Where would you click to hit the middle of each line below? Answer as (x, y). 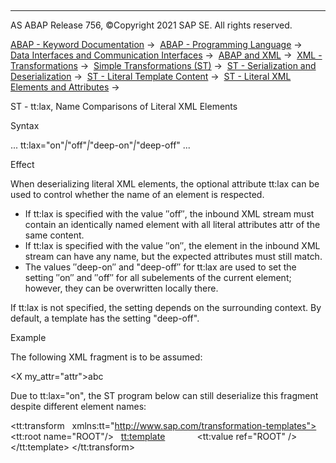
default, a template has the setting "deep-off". (105, 318)
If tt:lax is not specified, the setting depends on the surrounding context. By (166, 307)
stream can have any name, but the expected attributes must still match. (173, 256)
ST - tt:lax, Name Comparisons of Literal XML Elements (124, 106)
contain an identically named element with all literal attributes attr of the (172, 224)
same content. (54, 235)
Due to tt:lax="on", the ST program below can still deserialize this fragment (164, 395)
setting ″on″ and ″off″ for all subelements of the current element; (158, 277)
